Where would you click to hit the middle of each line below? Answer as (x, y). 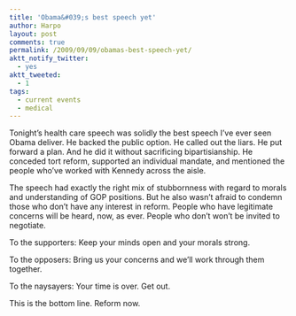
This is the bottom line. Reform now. (75, 304)
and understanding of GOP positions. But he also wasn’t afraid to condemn (146, 197)
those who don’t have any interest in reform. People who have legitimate (141, 207)
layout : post (33, 34)
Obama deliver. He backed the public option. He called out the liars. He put (146, 143)
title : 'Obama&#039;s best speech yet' (83, 17)
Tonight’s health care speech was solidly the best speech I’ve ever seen (140, 133)
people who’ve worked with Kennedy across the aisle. (108, 171)
